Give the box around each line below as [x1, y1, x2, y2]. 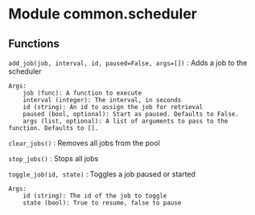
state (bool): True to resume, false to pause [23, 199, 182, 207]
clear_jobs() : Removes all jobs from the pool [8, 138, 161, 148]
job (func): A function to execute [23, 89, 142, 97]
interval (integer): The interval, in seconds [23, 96, 182, 104]
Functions [8, 37, 60, 51]
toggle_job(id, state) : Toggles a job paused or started [8, 169, 195, 179]
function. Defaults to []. [8, 124, 99, 132]
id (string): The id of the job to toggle [23, 192, 167, 200]
